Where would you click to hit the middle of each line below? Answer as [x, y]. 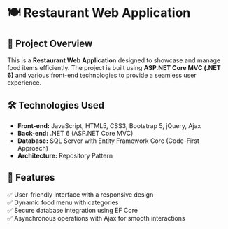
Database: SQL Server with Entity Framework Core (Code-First [108, 141]
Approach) [33, 148]
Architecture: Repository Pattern [65, 155]
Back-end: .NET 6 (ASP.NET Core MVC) [75, 133]
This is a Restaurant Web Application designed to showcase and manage [114, 60]
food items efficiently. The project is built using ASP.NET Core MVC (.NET [114, 68]
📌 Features [31, 178]
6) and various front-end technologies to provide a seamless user [102, 75]
